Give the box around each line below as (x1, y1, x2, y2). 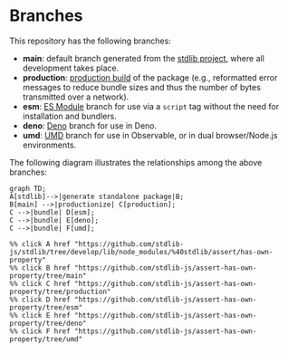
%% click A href (9, 239, 71, 249)
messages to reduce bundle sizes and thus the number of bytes (22, 81, 261, 92)
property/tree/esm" (9, 302, 83, 312)
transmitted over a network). (22, 91, 130, 102)
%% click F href (9, 327, 71, 336)
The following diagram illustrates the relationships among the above (9, 157, 263, 167)
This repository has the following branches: (9, 35, 172, 46)
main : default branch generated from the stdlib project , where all (22, 52, 265, 63)
